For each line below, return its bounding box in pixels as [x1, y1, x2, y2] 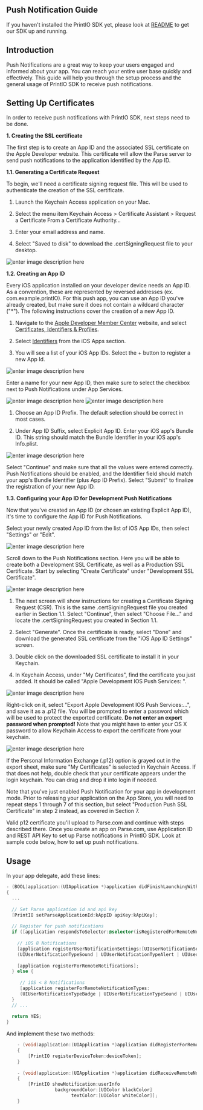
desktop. [14, 247, 37, 254]
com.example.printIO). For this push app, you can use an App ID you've [6, 295, 184, 302]
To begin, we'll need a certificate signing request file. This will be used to [6, 180, 188, 187]
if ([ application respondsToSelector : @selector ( [11, 929, 137, 935]
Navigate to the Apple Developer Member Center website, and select [14, 319, 187, 327]
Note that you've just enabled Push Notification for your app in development [6, 788, 196, 795]
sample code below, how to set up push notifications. [6, 838, 139, 846]
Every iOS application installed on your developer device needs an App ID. [6, 282, 192, 289]
